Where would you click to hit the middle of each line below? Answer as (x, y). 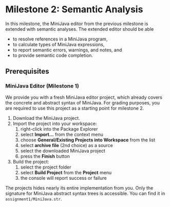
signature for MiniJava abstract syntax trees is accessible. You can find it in (85, 193)
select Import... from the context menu (62, 134)
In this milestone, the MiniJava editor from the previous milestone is (77, 24)
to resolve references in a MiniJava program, (60, 39)
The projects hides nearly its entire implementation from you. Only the (79, 188)
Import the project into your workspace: (55, 123)
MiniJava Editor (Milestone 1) (42, 86)
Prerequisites (27, 71)
